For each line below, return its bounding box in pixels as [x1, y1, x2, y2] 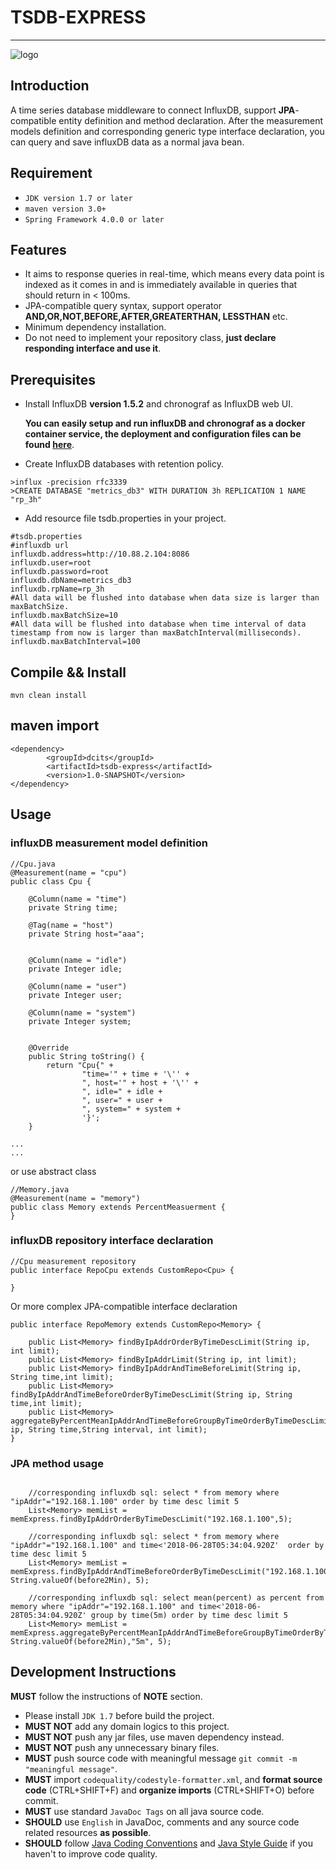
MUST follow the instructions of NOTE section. [10, 1690, 203, 1702]
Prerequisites [10, 371, 96, 388]
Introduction [10, 77, 90, 95]
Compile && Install [10, 664, 127, 681]
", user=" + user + [81, 1095, 163, 1105]
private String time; [28, 902, 118, 913]
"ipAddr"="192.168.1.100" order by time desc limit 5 [10, 1497, 240, 1507]
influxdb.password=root [10, 567, 110, 577]
